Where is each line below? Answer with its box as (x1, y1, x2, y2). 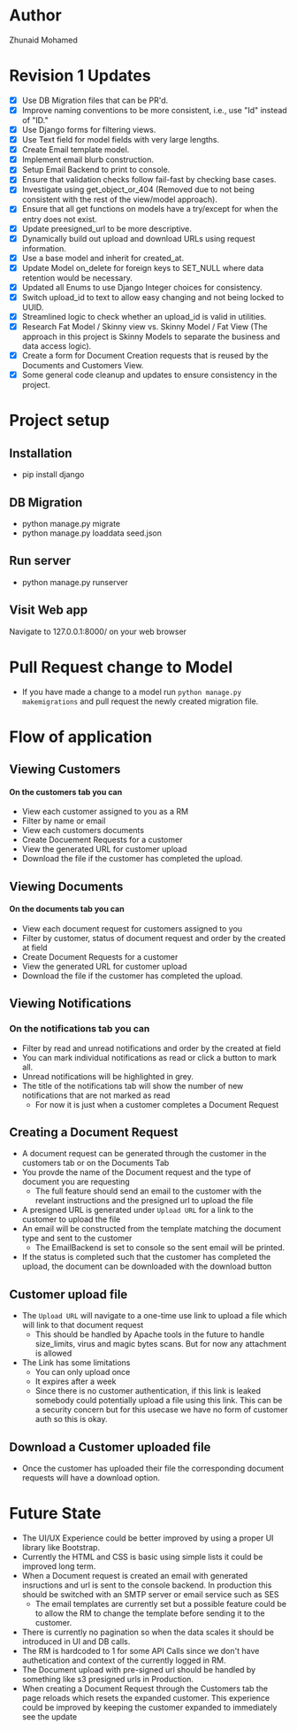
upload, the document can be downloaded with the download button (21, 1261, 272, 1271)
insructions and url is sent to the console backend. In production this (21, 1580, 272, 1590)
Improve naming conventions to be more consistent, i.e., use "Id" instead (21, 104, 287, 115)
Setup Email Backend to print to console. (21, 165, 171, 175)
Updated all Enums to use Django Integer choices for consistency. (21, 282, 263, 292)
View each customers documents (21, 825, 144, 836)
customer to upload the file (21, 1214, 121, 1225)
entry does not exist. (21, 213, 97, 224)
